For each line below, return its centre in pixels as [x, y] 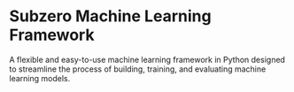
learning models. [40, 78]
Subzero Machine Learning [110, 16]
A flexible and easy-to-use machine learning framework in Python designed [147, 59]
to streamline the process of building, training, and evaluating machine [138, 69]
